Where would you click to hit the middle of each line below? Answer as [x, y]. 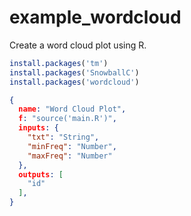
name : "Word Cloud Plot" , [72, 109]
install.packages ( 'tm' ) [59, 63]
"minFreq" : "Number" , [72, 146]
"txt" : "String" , [63, 137]
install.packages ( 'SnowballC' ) [74, 72]
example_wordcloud [95, 17]
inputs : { [38, 128]
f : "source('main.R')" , [67, 119]
